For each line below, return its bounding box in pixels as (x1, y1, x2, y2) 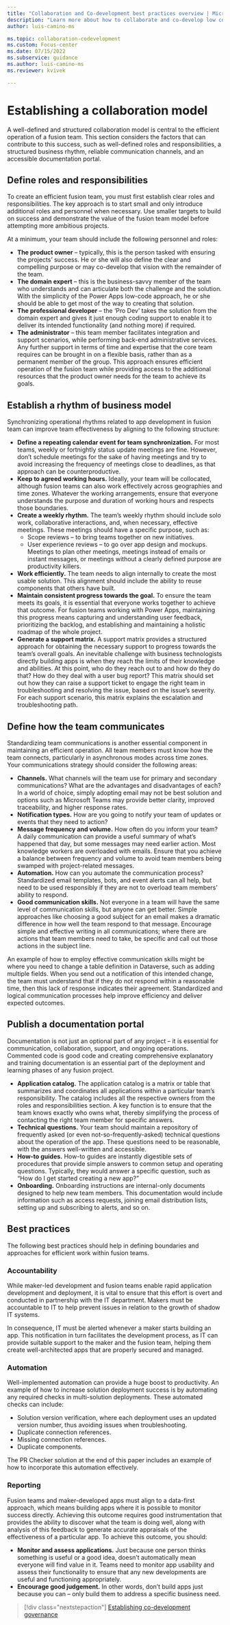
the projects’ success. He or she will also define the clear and (16, 255, 191, 264)
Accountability (7, 1265, 57, 1275)
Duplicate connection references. (16, 1428, 112, 1436)
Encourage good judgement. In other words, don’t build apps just (16, 1582, 203, 1591)
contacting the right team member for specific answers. (16, 1116, 175, 1124)
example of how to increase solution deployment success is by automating (7, 1386, 218, 1394)
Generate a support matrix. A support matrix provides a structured (16, 635, 207, 644)
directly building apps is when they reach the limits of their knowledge (16, 657, 216, 666)
